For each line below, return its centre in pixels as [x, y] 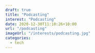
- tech [17, 43]
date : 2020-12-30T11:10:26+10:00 [41, 24]
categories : [18, 38]
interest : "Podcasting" [31, 19]
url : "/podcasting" [26, 29]
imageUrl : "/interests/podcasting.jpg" [48, 33]
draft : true [18, 10]
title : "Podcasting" [27, 15]
